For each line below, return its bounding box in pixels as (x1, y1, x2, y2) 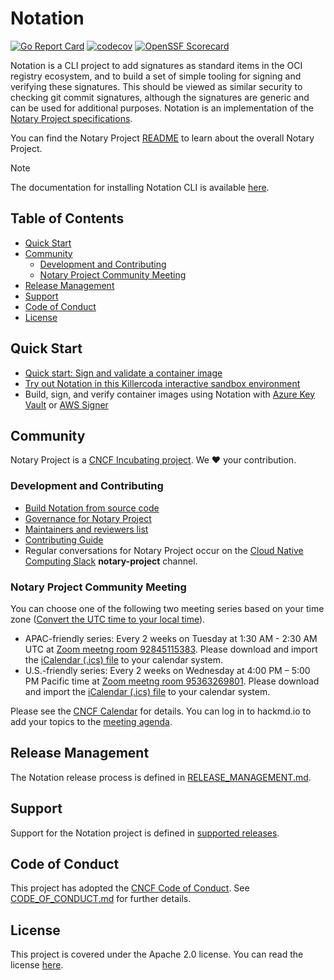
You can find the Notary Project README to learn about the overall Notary (10, 132, 315, 144)
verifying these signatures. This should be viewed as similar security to (10, 80, 303, 92)
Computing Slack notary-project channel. (24, 555, 198, 567)
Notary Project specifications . (10, 112, 133, 124)
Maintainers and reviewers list (24, 523, 149, 535)
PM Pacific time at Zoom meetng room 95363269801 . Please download (24, 675, 320, 687)
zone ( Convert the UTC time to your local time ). (10, 613, 206, 625)
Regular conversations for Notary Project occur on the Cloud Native (24, 544, 304, 556)
